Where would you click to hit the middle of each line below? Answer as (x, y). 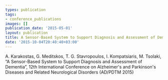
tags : (11, 14)
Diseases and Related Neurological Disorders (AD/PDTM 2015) (69, 72)
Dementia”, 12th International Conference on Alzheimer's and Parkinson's (81, 67)
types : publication (25, 10)
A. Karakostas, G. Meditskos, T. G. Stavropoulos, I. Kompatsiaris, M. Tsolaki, (83, 56)
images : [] (16, 24)
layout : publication (27, 33)
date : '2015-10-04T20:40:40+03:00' (42, 42)
